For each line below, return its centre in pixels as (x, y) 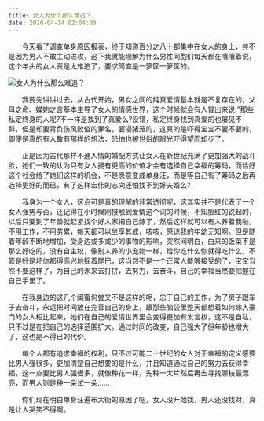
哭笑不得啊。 (49, 409)
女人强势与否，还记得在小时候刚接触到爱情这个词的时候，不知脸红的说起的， (132, 211)
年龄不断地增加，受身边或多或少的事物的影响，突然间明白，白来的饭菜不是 (135, 241)
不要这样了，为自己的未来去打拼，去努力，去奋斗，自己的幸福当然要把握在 (135, 270)
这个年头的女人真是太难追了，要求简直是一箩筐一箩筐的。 (101, 66)
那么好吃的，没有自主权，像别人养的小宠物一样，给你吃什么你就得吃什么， (128, 251)
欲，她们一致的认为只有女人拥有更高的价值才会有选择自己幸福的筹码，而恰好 (132, 165)
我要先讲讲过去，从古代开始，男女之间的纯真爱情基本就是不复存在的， (135, 99)
